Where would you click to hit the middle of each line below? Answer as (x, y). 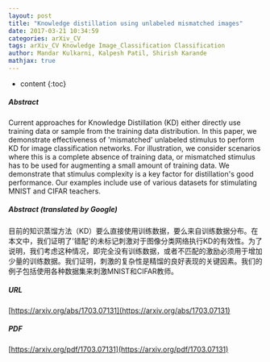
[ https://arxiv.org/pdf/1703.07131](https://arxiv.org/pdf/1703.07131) (118, 349)
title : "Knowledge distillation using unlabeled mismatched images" (126, 23)
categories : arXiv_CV (45, 38)
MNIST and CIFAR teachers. (54, 191)
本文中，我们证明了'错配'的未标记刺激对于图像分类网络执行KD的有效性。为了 (135, 241)
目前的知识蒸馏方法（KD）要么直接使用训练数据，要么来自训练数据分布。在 (133, 231)
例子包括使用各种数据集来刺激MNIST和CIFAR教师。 (93, 271)
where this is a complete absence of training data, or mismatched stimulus (132, 156)
